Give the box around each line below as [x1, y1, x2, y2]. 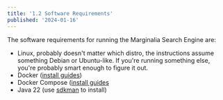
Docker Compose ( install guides [17, 78, 110, 86]
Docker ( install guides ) [17, 70, 82, 79]
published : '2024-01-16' [7, 17, 79, 23]
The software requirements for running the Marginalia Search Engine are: [7, 35, 217, 43]
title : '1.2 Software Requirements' [7, 10, 113, 17]
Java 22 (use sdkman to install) [17, 86, 108, 94]
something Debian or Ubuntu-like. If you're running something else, [17, 56, 210, 64]
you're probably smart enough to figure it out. [17, 63, 148, 72]
